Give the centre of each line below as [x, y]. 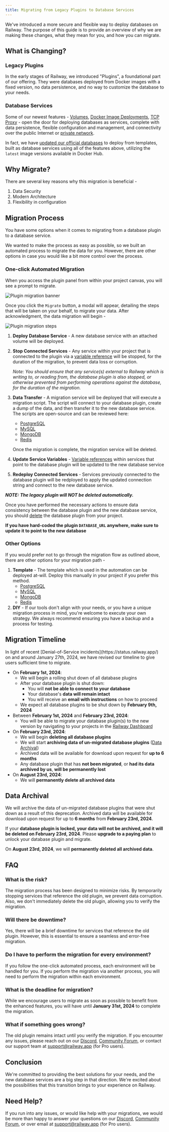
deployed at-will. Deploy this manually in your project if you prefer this [86, 575]
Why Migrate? [28, 169]
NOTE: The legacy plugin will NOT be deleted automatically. [69, 495]
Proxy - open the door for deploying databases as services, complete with [82, 122]
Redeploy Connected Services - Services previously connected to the [86, 474]
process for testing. [33, 624]
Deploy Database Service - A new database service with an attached [85, 336]
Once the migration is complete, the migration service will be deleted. [85, 449]
